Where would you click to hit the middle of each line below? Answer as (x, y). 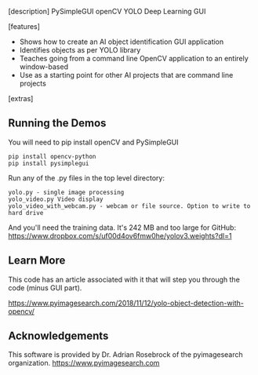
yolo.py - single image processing (66, 192)
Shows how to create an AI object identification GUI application (122, 42)
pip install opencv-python (52, 156)
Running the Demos (57, 124)
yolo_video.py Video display (56, 199)
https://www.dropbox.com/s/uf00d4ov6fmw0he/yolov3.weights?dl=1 (120, 235)
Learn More (37, 261)
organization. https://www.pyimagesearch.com (84, 363)
